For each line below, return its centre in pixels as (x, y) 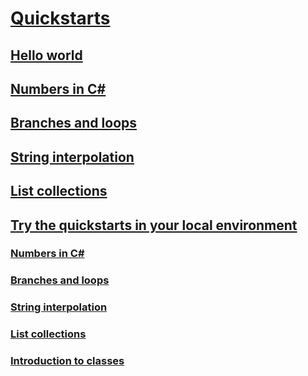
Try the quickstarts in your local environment (154, 225)
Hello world (46, 55)
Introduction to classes (67, 361)
